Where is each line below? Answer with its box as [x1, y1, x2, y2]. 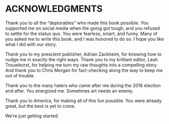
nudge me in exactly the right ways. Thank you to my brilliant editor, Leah [5, 56, 158, 62]
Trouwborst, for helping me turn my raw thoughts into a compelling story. [5, 62, 158, 68]
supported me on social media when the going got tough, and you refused [5, 25, 160, 31]
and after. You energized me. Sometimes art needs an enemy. [5, 88, 134, 94]
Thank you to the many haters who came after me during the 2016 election [5, 82, 161, 89]
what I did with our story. [5, 41, 57, 47]
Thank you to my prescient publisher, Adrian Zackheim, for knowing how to [5, 51, 162, 57]
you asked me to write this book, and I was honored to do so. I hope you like [5, 36, 164, 42]
